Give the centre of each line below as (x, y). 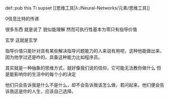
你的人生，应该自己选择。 (49, 91)
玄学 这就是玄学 (21, 40)
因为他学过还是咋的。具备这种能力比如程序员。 (54, 57)
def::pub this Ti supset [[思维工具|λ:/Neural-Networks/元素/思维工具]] (78, 8)
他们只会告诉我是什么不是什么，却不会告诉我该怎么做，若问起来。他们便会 (82, 85)
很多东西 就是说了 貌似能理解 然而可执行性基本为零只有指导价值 (71, 29)
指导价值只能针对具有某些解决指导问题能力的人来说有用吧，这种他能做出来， (85, 51)
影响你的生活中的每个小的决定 (45, 74)
